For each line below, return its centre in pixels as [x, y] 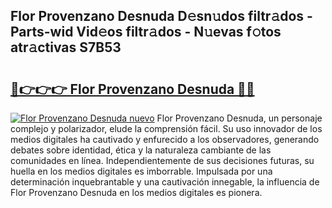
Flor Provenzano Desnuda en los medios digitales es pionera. [136, 192]
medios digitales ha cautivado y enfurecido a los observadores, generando [165, 139]
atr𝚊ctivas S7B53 [66, 47]
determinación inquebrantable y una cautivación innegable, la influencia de [165, 182]
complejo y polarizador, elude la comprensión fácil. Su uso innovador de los [166, 128]
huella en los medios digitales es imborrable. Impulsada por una [141, 171]
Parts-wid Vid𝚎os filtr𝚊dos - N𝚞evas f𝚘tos [146, 32]
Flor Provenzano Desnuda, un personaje [239, 118]
